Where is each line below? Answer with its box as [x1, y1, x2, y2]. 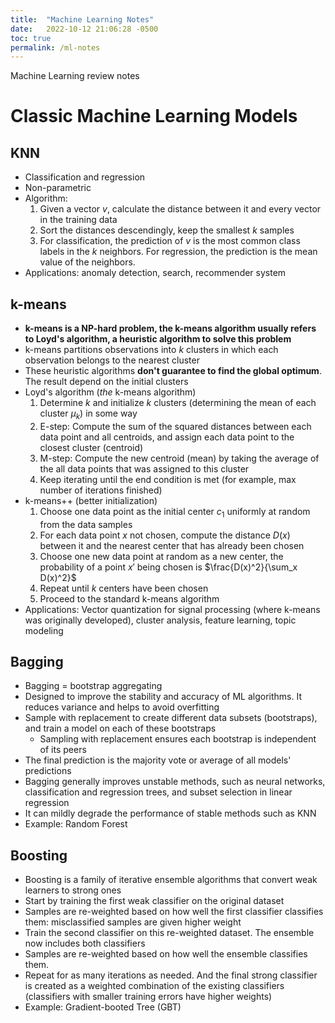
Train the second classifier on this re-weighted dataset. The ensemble [24, 927, 315, 939]
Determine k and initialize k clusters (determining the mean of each [39, 397, 317, 409]
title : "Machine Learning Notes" [10, 14, 155, 25]
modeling [24, 624, 64, 636]
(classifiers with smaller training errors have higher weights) [24, 991, 273, 1003]
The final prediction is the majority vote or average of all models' [24, 754, 292, 766]
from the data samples [39, 518, 133, 530]
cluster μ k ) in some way [39, 407, 138, 421]
